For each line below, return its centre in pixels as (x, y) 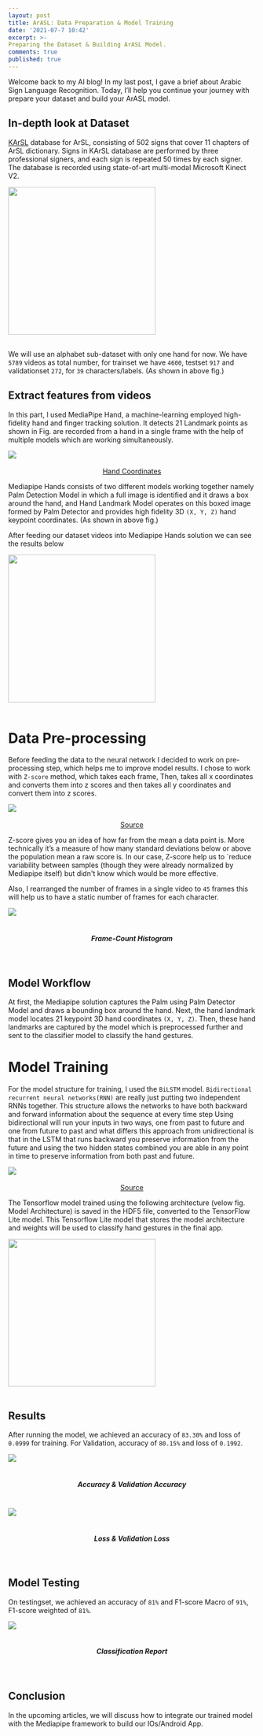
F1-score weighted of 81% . (50, 1610)
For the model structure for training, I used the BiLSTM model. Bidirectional (130, 1089)
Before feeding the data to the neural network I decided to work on (116, 760)
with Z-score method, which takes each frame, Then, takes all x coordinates (131, 777)
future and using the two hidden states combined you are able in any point (128, 1148)
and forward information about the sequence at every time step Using (121, 1115)
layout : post (29, 15)
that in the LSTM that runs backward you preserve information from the (124, 1140)
